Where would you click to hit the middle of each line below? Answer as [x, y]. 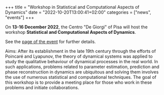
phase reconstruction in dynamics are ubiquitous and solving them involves [82, 72]
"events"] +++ [20, 17]
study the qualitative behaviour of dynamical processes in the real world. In [82, 61]
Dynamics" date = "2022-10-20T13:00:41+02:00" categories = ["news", [78, 12]
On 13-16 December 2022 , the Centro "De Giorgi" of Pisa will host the [77, 27]
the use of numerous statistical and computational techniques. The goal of [81, 77]
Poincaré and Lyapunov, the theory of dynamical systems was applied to [79, 56]
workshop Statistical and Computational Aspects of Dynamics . [71, 32]
